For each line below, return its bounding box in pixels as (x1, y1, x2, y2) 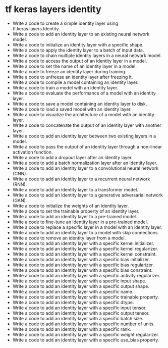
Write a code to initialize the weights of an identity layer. (12, 203, 129, 209)
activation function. (12, 149, 53, 155)
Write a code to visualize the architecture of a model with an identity (12, 111, 155, 117)
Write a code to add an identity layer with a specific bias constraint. (12, 267, 153, 273)
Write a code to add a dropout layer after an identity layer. (12, 154, 133, 160)
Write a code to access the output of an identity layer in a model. (12, 58, 147, 64)
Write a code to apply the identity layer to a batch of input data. (12, 47, 144, 53)
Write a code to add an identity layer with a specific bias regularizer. (12, 262, 154, 268)
